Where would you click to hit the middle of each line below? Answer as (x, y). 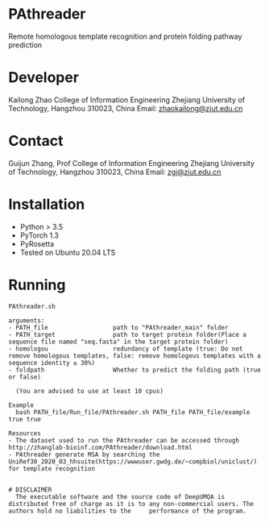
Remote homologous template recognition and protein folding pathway (126, 36)
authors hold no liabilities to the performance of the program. (128, 511)
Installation (47, 204)
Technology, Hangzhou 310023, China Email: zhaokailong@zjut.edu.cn (126, 108)
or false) (25, 377)
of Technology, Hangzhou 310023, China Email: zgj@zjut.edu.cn (115, 172)
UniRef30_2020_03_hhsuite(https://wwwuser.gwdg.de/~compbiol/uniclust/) (133, 461)
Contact (36, 141)
